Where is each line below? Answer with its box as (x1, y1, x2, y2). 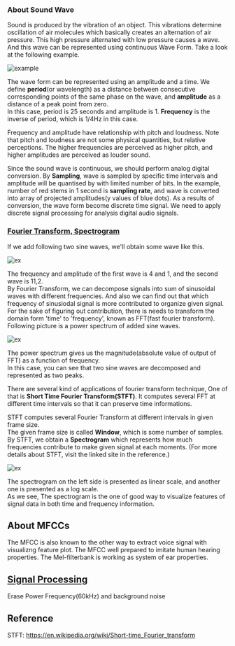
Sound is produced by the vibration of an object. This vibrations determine (7, 21, 222, 29)
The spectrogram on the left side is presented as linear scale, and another (7, 477, 220, 486)
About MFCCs (7, 519, 70, 531)
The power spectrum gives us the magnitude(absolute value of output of (7, 349, 217, 357)
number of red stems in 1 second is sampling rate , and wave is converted (7, 187, 220, 195)
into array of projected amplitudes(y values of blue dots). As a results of (7, 194, 215, 202)
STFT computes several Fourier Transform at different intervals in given (7, 413, 213, 421)
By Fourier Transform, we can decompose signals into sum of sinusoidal (7, 284, 215, 293)
